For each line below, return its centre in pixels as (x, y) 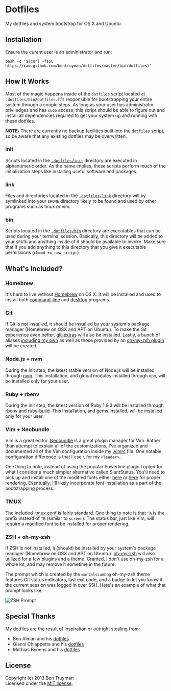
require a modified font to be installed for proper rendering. (67, 523)
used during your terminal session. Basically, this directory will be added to (84, 236)
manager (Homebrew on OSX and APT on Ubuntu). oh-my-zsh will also (80, 553)
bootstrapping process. (30, 488)
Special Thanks (30, 616)
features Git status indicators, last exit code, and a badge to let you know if (84, 579)
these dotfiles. (20, 121)
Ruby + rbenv (22, 394)
